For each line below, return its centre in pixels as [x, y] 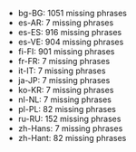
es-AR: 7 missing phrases [66, 23]
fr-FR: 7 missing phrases [64, 61]
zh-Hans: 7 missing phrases [70, 128]
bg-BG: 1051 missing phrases [72, 13]
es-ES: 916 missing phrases [70, 32]
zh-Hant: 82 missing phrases [72, 138]
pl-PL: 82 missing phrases [67, 109]
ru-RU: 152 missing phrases [69, 119]
